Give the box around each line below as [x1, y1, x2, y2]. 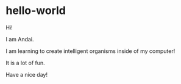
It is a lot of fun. [5, 59, 45, 66]
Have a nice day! [5, 71, 48, 78]
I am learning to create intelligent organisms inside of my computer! [5, 47, 176, 55]
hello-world [5, 4, 66, 18]
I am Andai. [5, 35, 34, 43]
